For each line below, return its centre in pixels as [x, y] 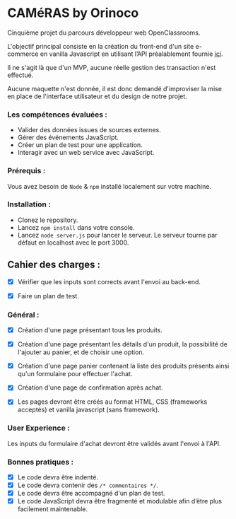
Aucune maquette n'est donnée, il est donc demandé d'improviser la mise [115, 88]
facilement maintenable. [53, 509]
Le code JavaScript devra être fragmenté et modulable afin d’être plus [120, 501]
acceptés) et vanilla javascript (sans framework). [89, 410]
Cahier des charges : [54, 265]
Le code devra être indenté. [58, 477]
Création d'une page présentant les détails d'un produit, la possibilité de [122, 344]
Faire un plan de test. [48, 296]
